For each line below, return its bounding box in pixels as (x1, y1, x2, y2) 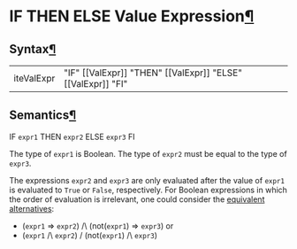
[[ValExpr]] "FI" (63, 78, 128, 89)
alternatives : (9, 203, 55, 214)
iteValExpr (13, 73, 56, 84)
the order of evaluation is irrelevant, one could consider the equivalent (9, 193, 265, 205)
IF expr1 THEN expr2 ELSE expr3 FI (9, 131, 135, 142)
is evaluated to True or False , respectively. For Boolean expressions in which (9, 184, 287, 195)
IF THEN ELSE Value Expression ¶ (9, 6, 255, 27)
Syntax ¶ (9, 42, 57, 57)
